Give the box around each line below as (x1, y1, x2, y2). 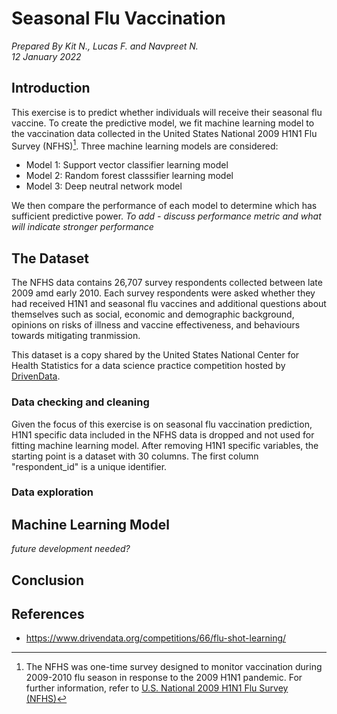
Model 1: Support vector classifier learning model (25, 159, 229, 171)
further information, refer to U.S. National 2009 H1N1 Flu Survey (25, 682, 289, 694)
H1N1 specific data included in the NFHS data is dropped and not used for (11, 428, 315, 441)
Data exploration (11, 485, 94, 499)
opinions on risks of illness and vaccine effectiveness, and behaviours (11, 319, 301, 331)
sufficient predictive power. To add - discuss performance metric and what (11, 210, 322, 222)
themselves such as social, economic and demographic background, (11, 308, 295, 321)
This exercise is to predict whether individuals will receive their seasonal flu (11, 106, 323, 118)
